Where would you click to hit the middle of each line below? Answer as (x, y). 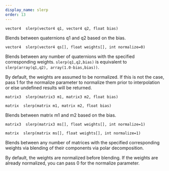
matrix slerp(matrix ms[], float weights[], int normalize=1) (73, 133)
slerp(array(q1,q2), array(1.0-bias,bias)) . (52, 67)
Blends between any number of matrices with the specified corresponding (82, 142)
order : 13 (16, 15)
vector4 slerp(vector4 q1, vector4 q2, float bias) (62, 28)
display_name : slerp (27, 10)
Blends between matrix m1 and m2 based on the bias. (61, 115)
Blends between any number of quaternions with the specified (70, 56)
